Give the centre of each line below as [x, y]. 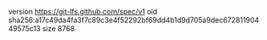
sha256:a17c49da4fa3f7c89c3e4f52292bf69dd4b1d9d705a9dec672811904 [134, 20]
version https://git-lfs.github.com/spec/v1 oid [83, 12]
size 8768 [59, 28]
